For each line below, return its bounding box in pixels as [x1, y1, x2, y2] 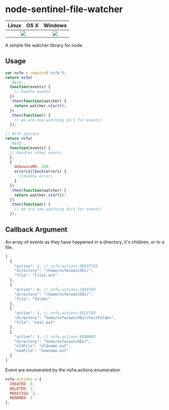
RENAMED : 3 [10, 395, 33, 401]
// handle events [14, 89, 51, 94]
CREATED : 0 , [10, 381, 35, 386]
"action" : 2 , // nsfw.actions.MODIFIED [14, 264, 98, 269]
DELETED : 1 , [10, 386, 35, 391]
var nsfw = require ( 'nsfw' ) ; [5, 70, 67, 76]
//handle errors [18, 174, 53, 179]
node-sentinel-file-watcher [5, 4, 123, 15]
